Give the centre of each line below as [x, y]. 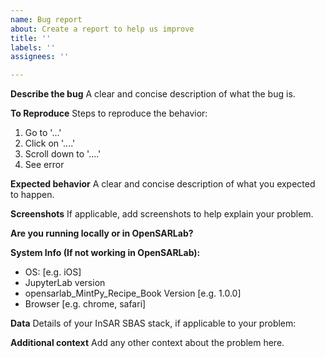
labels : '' [33, 47]
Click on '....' [50, 143]
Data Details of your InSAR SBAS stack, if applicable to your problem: [153, 323]
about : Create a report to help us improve [102, 29]
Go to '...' [43, 133]
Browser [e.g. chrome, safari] [85, 304]
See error [44, 165]
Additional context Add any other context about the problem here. [147, 343]
